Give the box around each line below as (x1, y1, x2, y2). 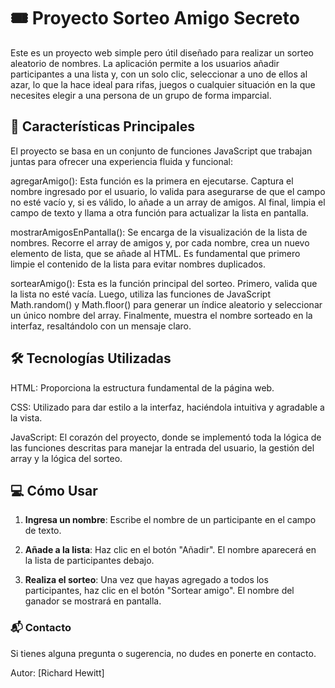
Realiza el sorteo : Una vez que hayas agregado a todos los (24, 574, 269, 586)
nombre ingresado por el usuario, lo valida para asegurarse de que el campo (10, 185, 326, 197)
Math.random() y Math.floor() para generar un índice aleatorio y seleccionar (10, 298, 323, 310)
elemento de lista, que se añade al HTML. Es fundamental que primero (10, 247, 301, 259)
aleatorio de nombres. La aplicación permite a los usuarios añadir (10, 57, 280, 69)
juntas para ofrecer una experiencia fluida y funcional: (10, 155, 234, 167)
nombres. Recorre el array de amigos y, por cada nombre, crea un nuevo (10, 236, 310, 249)
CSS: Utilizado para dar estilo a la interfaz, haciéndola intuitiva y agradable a (10, 401, 325, 413)
